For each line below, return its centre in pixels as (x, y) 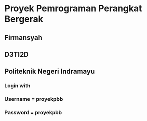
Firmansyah (24, 38)
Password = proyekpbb (33, 113)
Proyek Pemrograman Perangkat (73, 9)
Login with (18, 86)
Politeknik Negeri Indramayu (50, 72)
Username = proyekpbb (34, 99)
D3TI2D (17, 55)
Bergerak (24, 19)
